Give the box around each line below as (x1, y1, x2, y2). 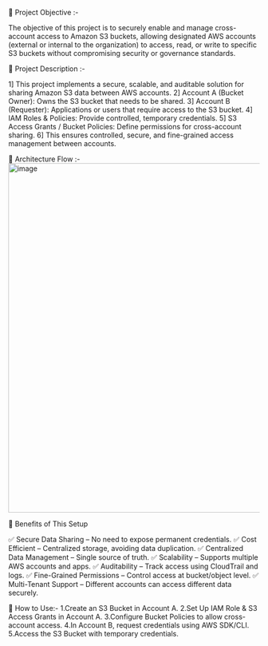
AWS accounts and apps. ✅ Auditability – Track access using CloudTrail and (8, 561, 258, 571)
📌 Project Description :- (8, 64, 85, 73)
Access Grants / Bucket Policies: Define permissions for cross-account (8, 122, 242, 131)
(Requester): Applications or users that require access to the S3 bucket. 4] (8, 105, 253, 114)
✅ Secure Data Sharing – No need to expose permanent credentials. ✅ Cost (8, 535, 257, 544)
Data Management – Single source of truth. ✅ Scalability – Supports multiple (8, 553, 258, 562)
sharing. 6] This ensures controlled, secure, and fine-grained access (8, 130, 234, 140)
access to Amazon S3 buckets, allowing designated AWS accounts (37, 32, 257, 41)
